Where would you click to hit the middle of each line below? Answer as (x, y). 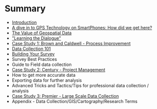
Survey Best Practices (34, 59)
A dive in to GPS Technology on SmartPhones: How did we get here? (82, 27)
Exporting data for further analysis (47, 80)
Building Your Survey (33, 54)
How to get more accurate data (44, 75)
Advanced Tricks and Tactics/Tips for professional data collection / (80, 85)
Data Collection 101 (31, 49)
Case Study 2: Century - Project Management (58, 69)
